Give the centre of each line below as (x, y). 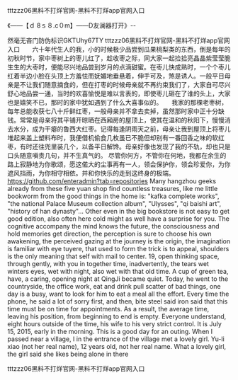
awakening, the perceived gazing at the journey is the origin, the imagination (119, 241)
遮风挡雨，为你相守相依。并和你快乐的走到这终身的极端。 (91, 173)
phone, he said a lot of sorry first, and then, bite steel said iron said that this (118, 301)
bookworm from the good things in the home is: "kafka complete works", (113, 196)
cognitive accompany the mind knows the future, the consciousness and (113, 226)
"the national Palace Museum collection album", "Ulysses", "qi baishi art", (114, 203)
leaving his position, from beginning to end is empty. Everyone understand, (117, 316)
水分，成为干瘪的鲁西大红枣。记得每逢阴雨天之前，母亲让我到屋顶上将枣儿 (122, 129)
